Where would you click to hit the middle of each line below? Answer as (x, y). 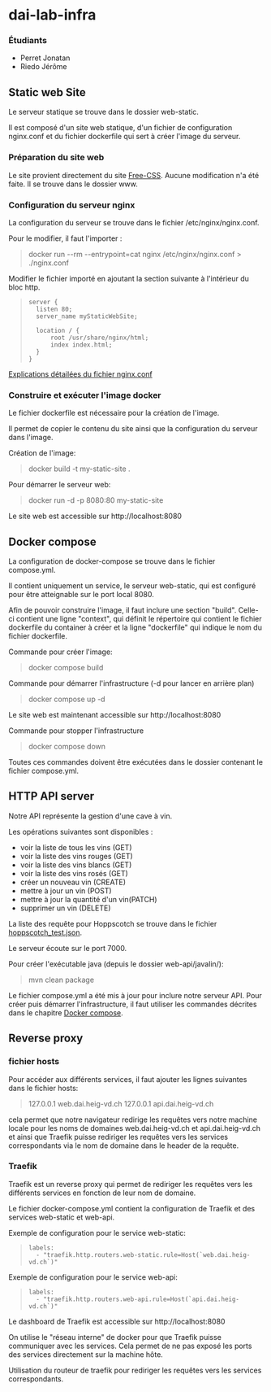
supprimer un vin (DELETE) (65, 908)
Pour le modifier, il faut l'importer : (65, 238)
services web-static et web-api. (62, 1217)
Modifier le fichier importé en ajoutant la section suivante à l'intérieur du (129, 278)
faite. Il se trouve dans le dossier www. (73, 184)
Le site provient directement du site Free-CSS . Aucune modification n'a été (134, 175)
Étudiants (28, 41)
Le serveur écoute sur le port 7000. (68, 948)
